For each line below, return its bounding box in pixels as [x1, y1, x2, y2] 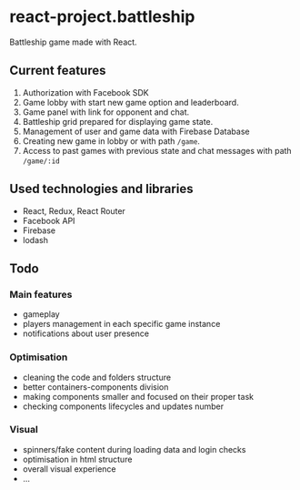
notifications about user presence [22, 328, 150, 339]
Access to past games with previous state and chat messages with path [22, 145, 293, 156]
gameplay [22, 309, 61, 320]
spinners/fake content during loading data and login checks [22, 444, 246, 454]
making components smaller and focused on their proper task [22, 391, 255, 402]
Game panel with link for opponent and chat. [22, 107, 190, 117]
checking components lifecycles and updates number [22, 401, 225, 412]
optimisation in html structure [22, 454, 133, 464]
